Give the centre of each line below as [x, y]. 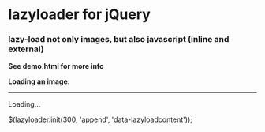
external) [26, 49]
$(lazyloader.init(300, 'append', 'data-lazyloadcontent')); [101, 119]
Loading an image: [39, 81]
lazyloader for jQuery [80, 15]
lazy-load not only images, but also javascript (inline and [119, 40]
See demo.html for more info [56, 66]
